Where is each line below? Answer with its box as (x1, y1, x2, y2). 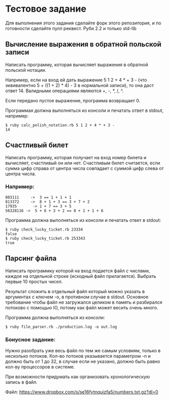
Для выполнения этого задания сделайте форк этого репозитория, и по (5, 20, 161, 26)
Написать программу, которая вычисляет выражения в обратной (5, 62, 149, 68)
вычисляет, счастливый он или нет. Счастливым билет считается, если (5, 160, 160, 166)
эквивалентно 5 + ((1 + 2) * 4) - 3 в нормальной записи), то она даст (5, 82, 154, 88)
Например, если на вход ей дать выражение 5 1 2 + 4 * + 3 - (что (5, 77, 147, 83)
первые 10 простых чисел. (5, 278, 63, 284)
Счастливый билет (5, 141, 69, 150)
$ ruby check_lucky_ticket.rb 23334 (5, 227, 83, 232)
